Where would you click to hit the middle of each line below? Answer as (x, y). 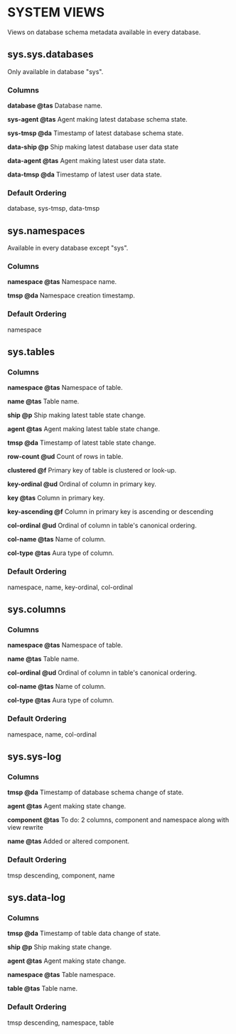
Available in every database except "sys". (68, 248)
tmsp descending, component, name (61, 875)
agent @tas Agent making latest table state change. (84, 429)
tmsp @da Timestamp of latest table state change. (82, 443)
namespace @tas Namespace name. (62, 282)
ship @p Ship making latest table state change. (76, 415)
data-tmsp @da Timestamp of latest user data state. (85, 174)
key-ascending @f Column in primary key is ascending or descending (111, 512)
